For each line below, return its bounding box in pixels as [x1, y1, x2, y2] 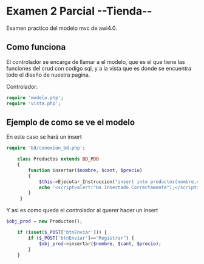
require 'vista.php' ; [6, 100, 61, 106]
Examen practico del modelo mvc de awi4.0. [6, 24, 117, 32]
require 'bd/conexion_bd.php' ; [6, 145, 86, 151]
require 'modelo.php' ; [6, 94, 64, 101]
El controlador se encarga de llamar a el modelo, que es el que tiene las [6, 58, 185, 65]
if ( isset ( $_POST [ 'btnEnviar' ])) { [17, 229, 107, 235]
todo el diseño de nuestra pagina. [6, 71, 90, 78]
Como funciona [6, 42, 66, 52]
